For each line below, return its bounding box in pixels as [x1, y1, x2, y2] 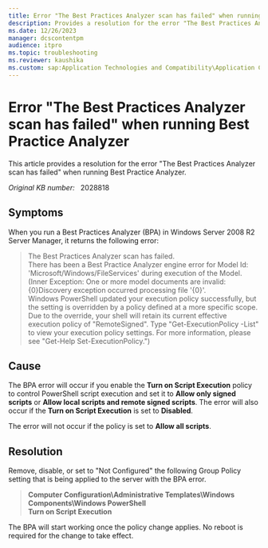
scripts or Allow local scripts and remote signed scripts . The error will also [8, 398, 259, 407]
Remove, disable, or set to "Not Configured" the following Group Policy [8, 466, 242, 476]
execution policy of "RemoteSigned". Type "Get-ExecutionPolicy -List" [27, 319, 259, 329]
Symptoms [8, 206, 64, 220]
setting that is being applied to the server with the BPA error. [8, 474, 207, 484]
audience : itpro [8, 42, 62, 50]
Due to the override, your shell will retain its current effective [27, 310, 227, 320]
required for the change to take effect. [8, 531, 134, 541]
